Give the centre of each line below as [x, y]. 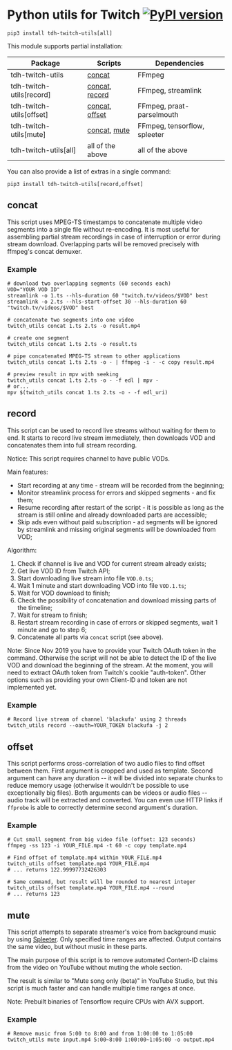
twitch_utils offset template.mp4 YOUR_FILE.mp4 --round [91, 888]
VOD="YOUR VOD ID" [33, 290]
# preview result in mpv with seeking [63, 375]
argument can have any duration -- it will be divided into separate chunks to [115, 777]
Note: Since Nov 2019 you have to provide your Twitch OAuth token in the [112, 650]
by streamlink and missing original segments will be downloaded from [116, 529]
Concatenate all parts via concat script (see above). [90, 637]
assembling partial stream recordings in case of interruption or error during [114, 237]
